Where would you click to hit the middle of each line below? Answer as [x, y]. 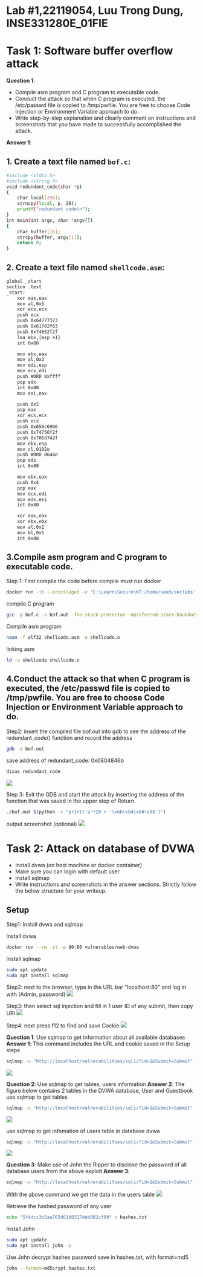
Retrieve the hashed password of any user [59, 1206]
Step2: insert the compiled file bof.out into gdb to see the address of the [96, 731]
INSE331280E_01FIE [57, 23]
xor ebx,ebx [32, 522]
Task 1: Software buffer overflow [90, 51]
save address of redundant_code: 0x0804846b [65, 760]
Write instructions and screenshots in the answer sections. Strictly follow [106, 884]
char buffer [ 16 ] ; [39, 231]
